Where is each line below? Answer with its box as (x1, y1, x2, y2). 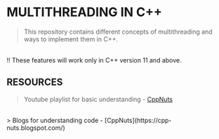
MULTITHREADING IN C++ (6, 4, 162, 20)
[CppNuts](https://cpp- (104, 116, 172, 124)
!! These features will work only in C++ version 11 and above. (6, 55, 182, 64)
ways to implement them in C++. (23, 34, 119, 43)
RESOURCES (6, 77, 63, 88)
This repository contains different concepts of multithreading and (23, 27, 213, 36)
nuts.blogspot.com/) (6, 124, 66, 132)
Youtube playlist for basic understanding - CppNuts (23, 95, 173, 103)
